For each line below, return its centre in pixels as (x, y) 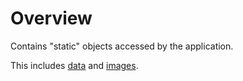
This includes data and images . (74, 65)
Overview (51, 18)
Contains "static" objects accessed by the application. (122, 46)
